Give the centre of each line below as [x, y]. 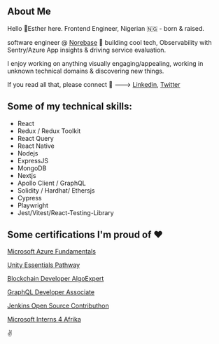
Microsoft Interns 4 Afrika [44, 319]
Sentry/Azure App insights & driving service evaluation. [87, 50]
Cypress [29, 198]
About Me [29, 12]
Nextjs [27, 175]
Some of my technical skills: [70, 107]
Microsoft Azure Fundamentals [52, 252]
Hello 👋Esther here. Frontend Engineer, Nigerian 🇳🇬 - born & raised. [106, 28]
